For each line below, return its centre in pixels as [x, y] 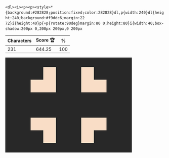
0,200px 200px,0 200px [58, 29]
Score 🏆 [45, 40]
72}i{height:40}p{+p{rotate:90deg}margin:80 [53, 23]
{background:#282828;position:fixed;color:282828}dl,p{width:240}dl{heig [85, 13]
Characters [19, 41]
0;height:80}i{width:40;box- [133, 23]
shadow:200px [19, 29]
